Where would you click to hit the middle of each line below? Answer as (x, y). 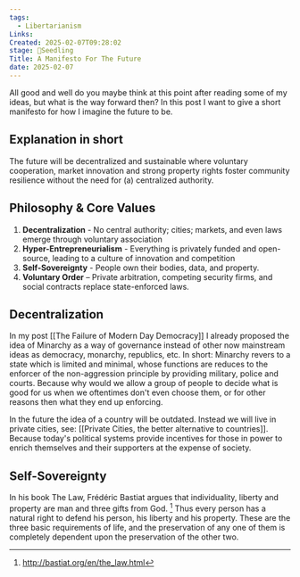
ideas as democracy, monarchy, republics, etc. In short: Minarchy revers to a (150, 355)
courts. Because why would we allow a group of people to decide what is (144, 383)
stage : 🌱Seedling (42, 51)
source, (36, 258)
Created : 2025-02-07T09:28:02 (66, 42)
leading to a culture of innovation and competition (144, 258)
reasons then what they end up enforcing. (86, 402)
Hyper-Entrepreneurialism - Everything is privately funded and (139, 248)
